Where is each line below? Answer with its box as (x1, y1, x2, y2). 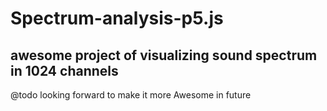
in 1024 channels (10, 62, 119, 79)
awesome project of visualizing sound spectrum (10, 47, 318, 64)
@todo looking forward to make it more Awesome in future (10, 89, 252, 101)
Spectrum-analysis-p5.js (10, 7, 224, 30)
